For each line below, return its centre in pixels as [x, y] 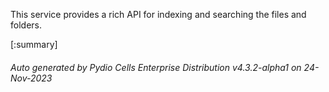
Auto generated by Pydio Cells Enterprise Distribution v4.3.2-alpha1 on [156, 67]
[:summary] [34, 44]
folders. [26, 25]
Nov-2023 [31, 78]
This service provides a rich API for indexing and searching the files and [158, 14]
